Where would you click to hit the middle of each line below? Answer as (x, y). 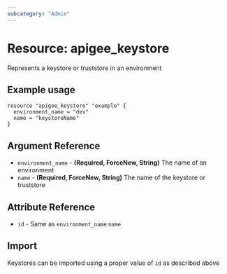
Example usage (41, 89)
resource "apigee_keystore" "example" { (67, 106)
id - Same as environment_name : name (69, 224)
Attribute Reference (51, 207)
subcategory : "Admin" (39, 14)
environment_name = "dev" (51, 112)
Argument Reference (54, 145)
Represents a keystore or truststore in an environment (85, 68)
